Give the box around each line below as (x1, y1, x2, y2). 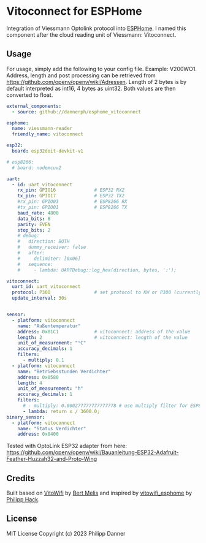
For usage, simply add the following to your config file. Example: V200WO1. (6, 65, 197, 72)
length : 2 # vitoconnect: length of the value (17, 334, 188, 341)
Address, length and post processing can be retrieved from (6, 72, 156, 79)
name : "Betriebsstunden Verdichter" (17, 368, 112, 374)
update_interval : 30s (12, 295, 67, 302)
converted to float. (6, 91, 53, 99)
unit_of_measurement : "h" (17, 385, 84, 392)
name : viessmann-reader (12, 126, 72, 132)
